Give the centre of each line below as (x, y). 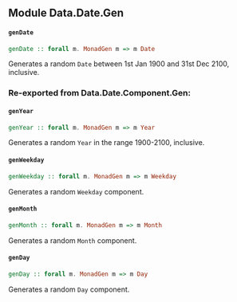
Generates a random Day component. (69, 289)
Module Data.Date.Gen (66, 13)
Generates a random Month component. (73, 240)
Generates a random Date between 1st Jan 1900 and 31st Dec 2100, (119, 64)
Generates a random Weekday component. (76, 191)
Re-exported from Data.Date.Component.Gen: (100, 93)
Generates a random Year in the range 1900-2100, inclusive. (107, 143)
